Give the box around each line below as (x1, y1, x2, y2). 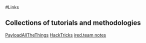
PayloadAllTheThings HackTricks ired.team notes (5, 32, 106, 38)
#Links (5, 4, 19, 10)
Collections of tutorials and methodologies (5, 18, 141, 27)
